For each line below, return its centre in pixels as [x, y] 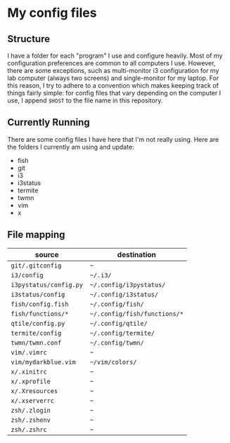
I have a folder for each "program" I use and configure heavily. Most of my [115, 55]
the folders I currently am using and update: [71, 147]
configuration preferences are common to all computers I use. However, [111, 63]
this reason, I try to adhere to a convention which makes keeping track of [113, 85]
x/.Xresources [34, 391]
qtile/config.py [38, 323]
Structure [29, 39]
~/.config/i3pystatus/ [128, 285]
